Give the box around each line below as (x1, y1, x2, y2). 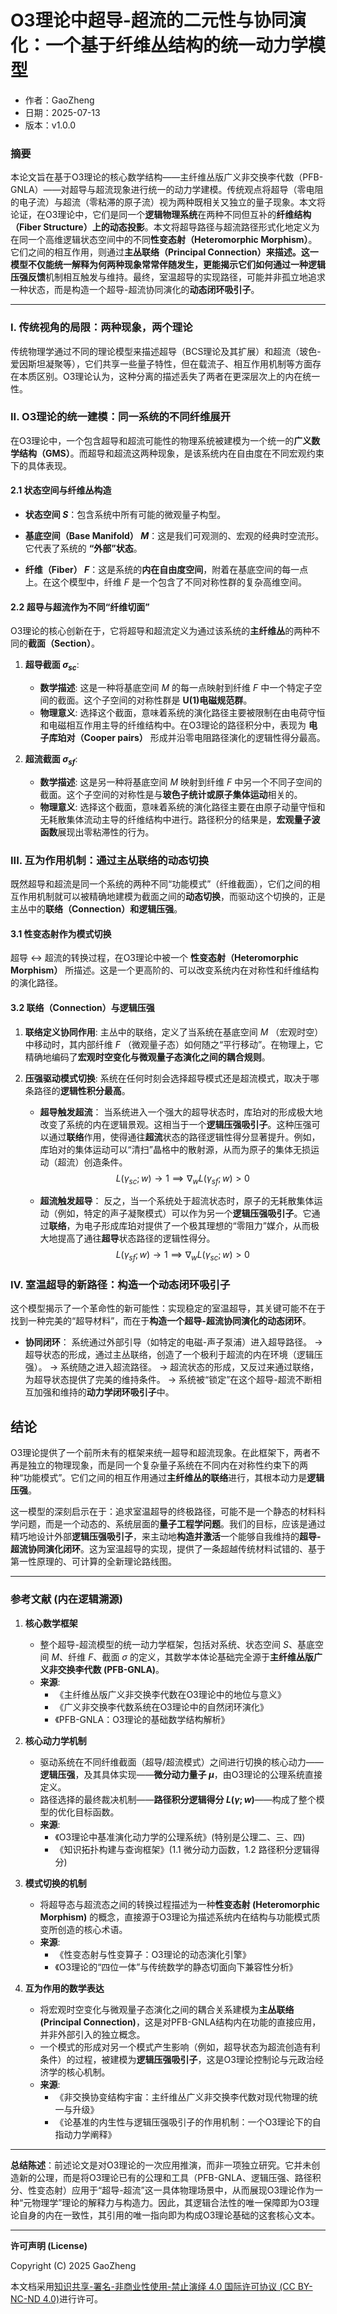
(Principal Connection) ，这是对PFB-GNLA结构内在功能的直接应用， (39, 2016, 322, 2028)
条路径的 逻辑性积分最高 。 (24, 1084, 131, 1096)
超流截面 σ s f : (24, 753, 78, 767)
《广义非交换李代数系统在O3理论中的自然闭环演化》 (54, 1701, 269, 1713)
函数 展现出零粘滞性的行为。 (39, 826, 155, 838)
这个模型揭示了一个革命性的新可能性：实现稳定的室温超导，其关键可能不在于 (10, 1302, 326, 1315)
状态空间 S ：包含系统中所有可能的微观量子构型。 (24, 509, 227, 521)
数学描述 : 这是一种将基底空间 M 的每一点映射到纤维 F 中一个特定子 (39, 682, 314, 694)
